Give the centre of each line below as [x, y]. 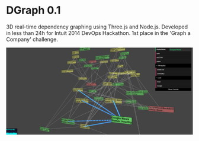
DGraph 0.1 [33, 10]
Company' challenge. [32, 39]
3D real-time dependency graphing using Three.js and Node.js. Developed [97, 27]
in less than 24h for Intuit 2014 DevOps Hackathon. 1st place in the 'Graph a [98, 33]
